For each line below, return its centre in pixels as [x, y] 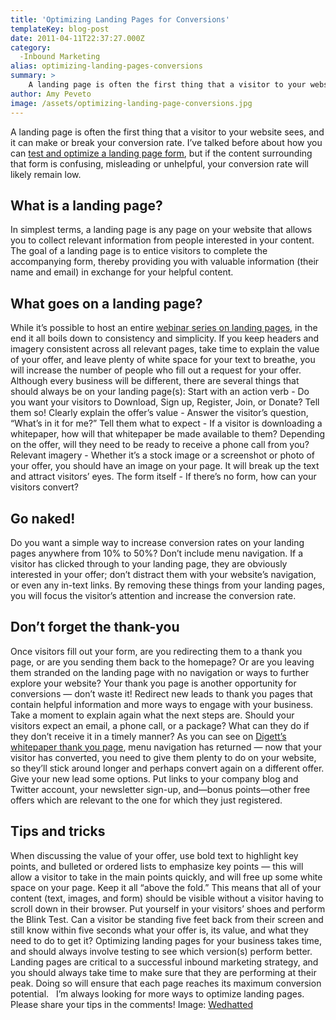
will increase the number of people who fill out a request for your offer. [156, 370]
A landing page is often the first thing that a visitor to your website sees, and [167, 132]
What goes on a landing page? [106, 303]
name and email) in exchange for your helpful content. [122, 272]
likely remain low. [46, 174]
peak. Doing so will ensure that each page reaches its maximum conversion [166, 983]
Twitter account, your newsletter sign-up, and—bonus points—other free [160, 789]
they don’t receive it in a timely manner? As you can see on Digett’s [148, 736]
